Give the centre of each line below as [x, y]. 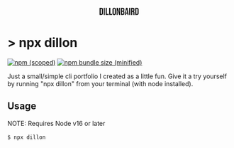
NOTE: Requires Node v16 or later [56, 123]
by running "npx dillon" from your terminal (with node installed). [100, 83]
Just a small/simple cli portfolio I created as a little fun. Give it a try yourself [117, 76]
